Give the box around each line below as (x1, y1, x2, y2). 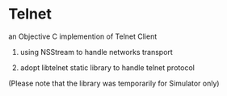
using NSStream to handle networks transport (19, 47, 174, 56)
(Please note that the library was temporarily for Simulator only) (8, 78, 220, 88)
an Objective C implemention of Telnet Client (8, 31, 158, 41)
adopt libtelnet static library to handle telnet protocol (19, 62, 195, 73)
